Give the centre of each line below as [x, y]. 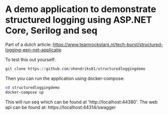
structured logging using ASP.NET [79, 20]
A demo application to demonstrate [81, 9]
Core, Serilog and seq [51, 31]
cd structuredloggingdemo [32, 87]
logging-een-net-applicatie [33, 50]
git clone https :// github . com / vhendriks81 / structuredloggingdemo [75, 69]
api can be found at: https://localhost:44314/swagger [61, 107]
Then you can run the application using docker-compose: [65, 78]
